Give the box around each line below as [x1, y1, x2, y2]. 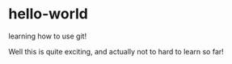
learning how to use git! [8, 31, 87, 41]
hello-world [8, 5, 89, 23]
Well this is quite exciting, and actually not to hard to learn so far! [8, 46, 224, 56]
